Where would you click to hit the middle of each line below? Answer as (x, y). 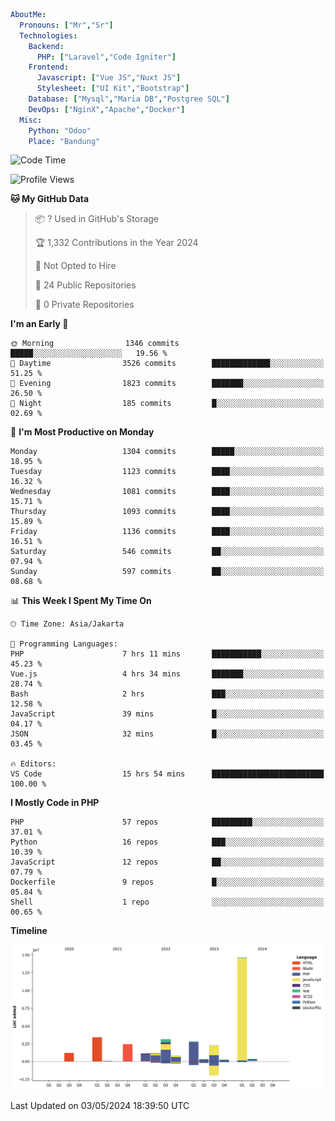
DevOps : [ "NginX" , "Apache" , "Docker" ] (107, 109)
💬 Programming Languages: (64, 644)
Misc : (31, 120)
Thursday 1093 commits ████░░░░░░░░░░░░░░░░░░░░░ (167, 512)
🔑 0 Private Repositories (84, 305)
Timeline (29, 931)
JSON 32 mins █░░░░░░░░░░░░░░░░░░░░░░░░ (167, 734)
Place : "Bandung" (64, 141)
